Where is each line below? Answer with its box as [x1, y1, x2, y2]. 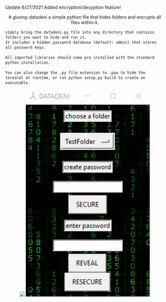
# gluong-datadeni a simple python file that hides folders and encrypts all [8, 14, 161, 20]
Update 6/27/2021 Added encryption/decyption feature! [5, 5, 121, 10]
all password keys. [5, 45, 46, 50]
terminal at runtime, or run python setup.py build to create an [5, 75, 145, 80]
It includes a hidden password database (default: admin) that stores [5, 40, 157, 45]
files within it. [71, 20, 99, 25]
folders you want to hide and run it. [5, 35, 87, 40]
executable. [5, 80, 30, 85]
